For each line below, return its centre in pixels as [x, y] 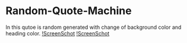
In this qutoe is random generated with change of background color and [93, 27]
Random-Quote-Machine [69, 11]
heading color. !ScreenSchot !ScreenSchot [58, 33]
